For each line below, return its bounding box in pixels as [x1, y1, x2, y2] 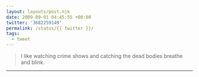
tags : [6, 31, 20, 37]
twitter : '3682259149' [6, 20, 62, 25]
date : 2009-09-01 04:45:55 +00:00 [6, 14, 92, 20]
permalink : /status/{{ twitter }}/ [6, 25, 94, 31]
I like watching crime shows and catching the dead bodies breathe [20, 53, 183, 59]
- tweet [11, 36, 31, 42]
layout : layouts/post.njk [6, 8, 70, 15]
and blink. [20, 59, 45, 66]
